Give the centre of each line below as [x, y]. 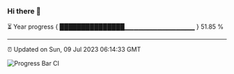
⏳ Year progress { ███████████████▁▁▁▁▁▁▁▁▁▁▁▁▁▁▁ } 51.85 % [116, 27]
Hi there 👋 [24, 11]
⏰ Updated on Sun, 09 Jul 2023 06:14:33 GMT [74, 50]
